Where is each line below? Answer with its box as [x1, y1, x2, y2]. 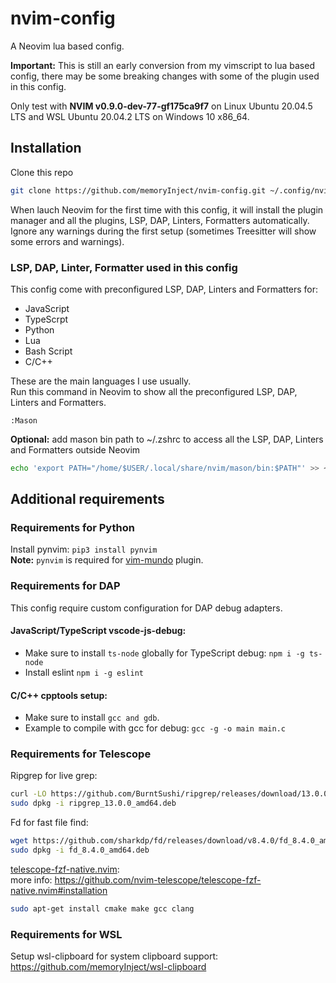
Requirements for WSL [10, 927, 123, 941]
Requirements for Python [10, 521, 135, 535]
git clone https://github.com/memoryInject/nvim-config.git [10, 185, 267, 196]
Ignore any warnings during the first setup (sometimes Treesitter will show [10, 225, 317, 237]
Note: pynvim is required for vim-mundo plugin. [10, 554, 204, 566]
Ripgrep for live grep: [10, 770, 98, 782]
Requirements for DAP [10, 579, 121, 593]
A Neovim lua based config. [10, 40, 125, 52]
